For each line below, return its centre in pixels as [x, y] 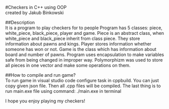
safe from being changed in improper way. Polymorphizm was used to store [84, 60]
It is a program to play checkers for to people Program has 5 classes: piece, [84, 28]
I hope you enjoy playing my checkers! [45, 101]
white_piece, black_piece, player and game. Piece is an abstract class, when [85, 33]
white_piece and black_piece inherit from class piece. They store [73, 38]
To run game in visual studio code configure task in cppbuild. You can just [82, 80]
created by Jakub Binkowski [35, 13]
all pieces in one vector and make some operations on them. [68, 65]
